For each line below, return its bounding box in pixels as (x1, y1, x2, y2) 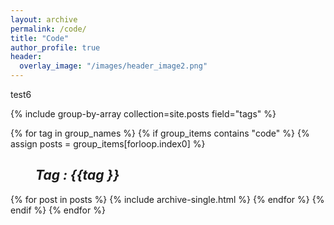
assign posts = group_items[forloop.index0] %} (10, 138, 206, 150)
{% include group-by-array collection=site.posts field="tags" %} (10, 108, 277, 120)
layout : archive (10, 14, 78, 25)
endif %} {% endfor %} (10, 204, 106, 216)
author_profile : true (10, 42, 101, 53)
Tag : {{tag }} (35, 167, 120, 184)
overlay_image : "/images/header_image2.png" (19, 61, 208, 71)
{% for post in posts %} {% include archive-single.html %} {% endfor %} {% (10, 193, 325, 205)
